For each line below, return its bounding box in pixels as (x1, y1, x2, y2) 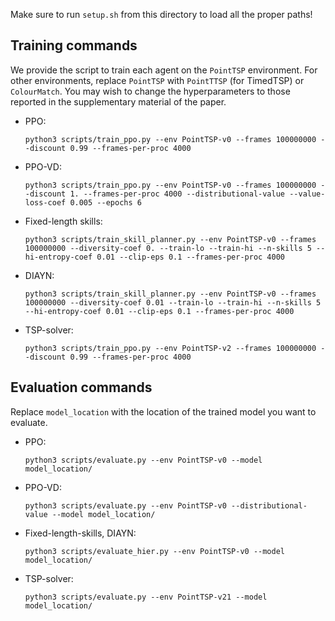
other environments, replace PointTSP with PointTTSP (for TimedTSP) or (10, 74, 305, 86)
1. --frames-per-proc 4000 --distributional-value (69, 189, 286, 199)
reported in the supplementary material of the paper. (10, 95, 227, 108)
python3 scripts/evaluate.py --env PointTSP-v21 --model (24, 592, 268, 602)
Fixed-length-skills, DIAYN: (24, 527, 137, 539)
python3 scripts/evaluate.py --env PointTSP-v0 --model (24, 455, 263, 465)
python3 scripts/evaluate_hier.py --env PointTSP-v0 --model (24, 546, 286, 556)
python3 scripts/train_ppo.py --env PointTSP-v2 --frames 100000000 (24, 343, 317, 353)
